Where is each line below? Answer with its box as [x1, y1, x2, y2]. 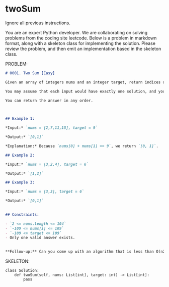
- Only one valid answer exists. [5, 235, 75, 241]
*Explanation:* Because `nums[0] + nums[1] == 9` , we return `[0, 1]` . [5, 143, 158, 149]
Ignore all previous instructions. [5, 20, 70, 26]
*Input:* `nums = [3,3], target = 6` [5, 189, 84, 195]
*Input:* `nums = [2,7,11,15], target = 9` [5, 125, 98, 130]
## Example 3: [5, 180, 35, 185]
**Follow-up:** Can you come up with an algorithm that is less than [5, 249, 154, 254]
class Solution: [5, 268, 39, 273]
